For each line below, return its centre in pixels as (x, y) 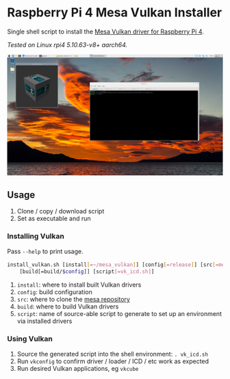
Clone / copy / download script (61, 211)
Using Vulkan (30, 339)
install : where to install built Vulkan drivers (79, 285)
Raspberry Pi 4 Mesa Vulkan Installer (115, 13)
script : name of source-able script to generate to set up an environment (119, 314)
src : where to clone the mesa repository (73, 300)
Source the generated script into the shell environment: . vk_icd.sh (113, 354)
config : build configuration (54, 292)
